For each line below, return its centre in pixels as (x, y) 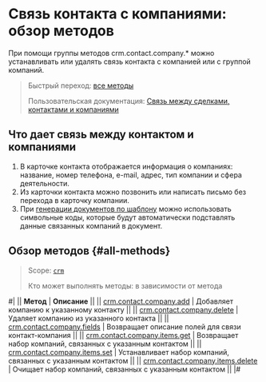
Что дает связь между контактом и (101, 135)
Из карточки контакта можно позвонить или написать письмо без (133, 192)
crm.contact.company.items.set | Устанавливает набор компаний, (119, 352)
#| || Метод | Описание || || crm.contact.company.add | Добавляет (121, 301)
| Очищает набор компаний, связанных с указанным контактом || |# (125, 369)
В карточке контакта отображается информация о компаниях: (126, 166)
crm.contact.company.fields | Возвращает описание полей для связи (125, 326)
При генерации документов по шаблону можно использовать (125, 209)
